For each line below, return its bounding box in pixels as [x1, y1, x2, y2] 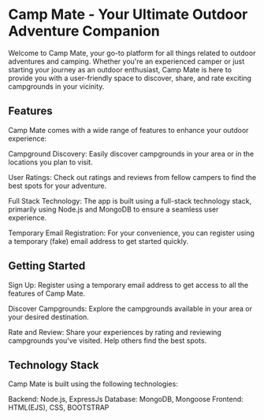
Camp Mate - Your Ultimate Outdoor [8, 6, 248, 24]
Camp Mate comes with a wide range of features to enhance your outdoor [8, 125, 249, 134]
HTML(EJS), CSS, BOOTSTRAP [8, 403, 110, 412]
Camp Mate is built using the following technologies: [8, 379, 179, 389]
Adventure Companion [8, 22, 160, 40]
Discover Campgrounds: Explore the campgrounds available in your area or [8, 304, 252, 313]
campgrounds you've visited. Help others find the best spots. [8, 336, 207, 345]
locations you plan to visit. [8, 157, 93, 167]
